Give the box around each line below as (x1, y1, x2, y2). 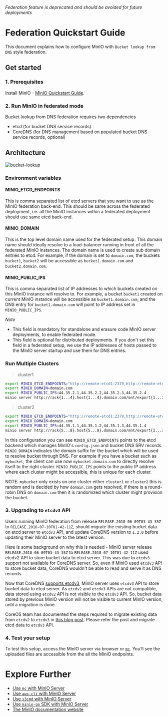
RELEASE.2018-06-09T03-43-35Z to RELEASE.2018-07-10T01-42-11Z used (5, 549, 148, 555)
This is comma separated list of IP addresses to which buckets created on (5, 285, 157, 292)
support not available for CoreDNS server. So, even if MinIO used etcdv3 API (5, 560, 162, 566)
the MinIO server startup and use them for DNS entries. (12, 347, 126, 353)
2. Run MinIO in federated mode (5, 102, 84, 109)
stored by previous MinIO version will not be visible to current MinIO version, (5, 596, 163, 602)
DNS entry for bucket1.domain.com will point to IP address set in (5, 301, 135, 307)
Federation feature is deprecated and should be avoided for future (5, 5, 142, 10)
